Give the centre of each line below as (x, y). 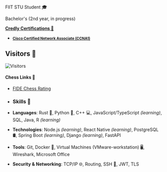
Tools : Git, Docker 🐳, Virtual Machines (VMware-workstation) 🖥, (78, 147)
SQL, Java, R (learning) (36, 120)
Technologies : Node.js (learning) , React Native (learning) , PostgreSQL (86, 130)
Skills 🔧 (22, 101)
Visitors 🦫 (21, 54)
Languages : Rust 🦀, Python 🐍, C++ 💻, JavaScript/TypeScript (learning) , (87, 113)
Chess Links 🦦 (20, 77)
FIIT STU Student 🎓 (26, 7)
